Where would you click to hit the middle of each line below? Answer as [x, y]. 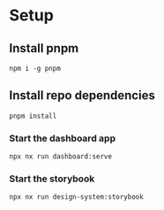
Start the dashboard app [63, 138]
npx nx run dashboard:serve [61, 157]
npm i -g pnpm [35, 68]
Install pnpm [44, 48]
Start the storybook [52, 179]
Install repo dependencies [82, 95]
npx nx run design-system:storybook [76, 197]
